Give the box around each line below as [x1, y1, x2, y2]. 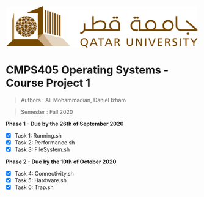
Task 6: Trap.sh [14, 184, 54, 191]
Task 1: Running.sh [14, 132, 62, 139]
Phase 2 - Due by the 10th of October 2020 [5, 158, 117, 165]
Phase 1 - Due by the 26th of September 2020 [5, 120, 124, 127]
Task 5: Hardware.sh [14, 177, 67, 184]
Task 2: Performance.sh [14, 138, 75, 146]
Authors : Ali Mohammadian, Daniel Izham [20, 96, 126, 103]
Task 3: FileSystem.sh [14, 146, 70, 153]
